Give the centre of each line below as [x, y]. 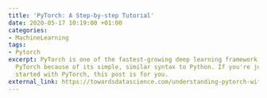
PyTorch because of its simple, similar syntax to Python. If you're [133, 67]
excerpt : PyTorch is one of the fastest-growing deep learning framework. [135, 60]
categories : [28, 30]
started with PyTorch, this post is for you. [92, 74]
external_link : [33, 81]
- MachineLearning [39, 38]
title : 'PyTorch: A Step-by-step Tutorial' [81, 15]
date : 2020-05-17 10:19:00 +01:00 [66, 23]
